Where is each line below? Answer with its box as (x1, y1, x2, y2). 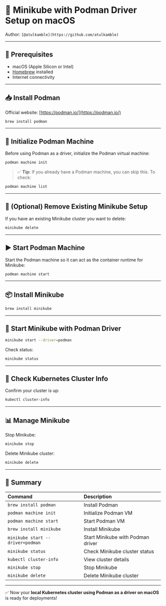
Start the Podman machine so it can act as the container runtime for (5, 257, 143, 263)
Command (7, 493, 33, 500)
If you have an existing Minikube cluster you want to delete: (5, 216, 126, 221)
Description (83, 493, 112, 500)
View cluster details (83, 556, 129, 563)
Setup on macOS (5, 15, 76, 26)
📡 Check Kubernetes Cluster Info (5, 375, 108, 383)
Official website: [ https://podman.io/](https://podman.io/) (5, 109, 121, 115)
